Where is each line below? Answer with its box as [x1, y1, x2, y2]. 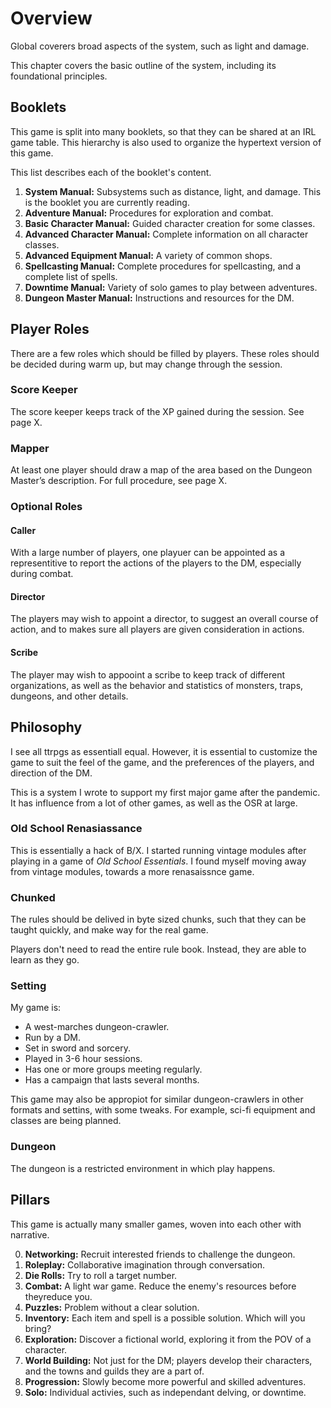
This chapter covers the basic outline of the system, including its [10, 59, 277, 71]
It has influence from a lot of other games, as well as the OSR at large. [10, 797, 298, 809]
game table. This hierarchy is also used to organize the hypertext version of [10, 136, 322, 148]
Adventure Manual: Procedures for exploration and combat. [24, 207, 274, 219]
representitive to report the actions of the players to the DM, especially [10, 557, 302, 569]
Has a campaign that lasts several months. [24, 1074, 200, 1086]
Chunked [10, 890, 56, 904]
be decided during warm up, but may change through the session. [10, 358, 283, 370]
